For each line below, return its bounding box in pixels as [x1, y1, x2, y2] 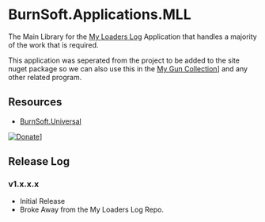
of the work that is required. [8, 40, 99, 49]
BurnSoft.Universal [19, 117, 81, 126]
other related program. [8, 72, 82, 82]
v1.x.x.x [8, 178, 40, 189]
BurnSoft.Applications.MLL [8, 6, 191, 24]
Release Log [8, 155, 70, 168]
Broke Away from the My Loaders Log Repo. [19, 205, 165, 215]
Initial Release [19, 197, 66, 206]
